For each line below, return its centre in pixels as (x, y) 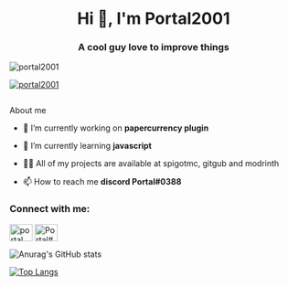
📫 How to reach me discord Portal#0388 (102, 182)
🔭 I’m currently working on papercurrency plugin (116, 128)
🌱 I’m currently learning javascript (87, 146)
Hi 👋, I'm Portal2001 (154, 19)
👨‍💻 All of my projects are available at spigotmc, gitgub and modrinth (151, 164)
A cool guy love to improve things (154, 48)
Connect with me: (50, 209)
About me (28, 111)
